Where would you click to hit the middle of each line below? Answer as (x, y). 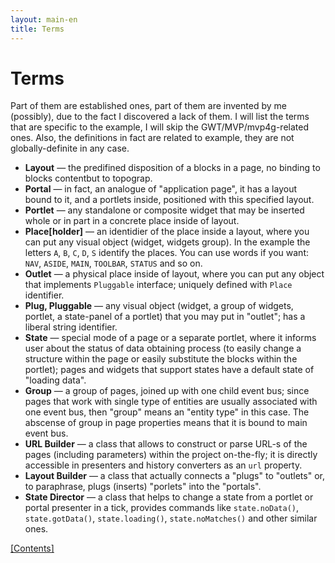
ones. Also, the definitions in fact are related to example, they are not (152, 138)
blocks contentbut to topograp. (88, 178)
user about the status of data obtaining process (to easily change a (163, 348)
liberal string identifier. (71, 327)
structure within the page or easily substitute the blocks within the (161, 359)
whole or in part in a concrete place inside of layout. (132, 221)
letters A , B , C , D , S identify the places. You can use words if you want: (166, 253)
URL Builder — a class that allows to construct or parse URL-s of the (166, 444)
